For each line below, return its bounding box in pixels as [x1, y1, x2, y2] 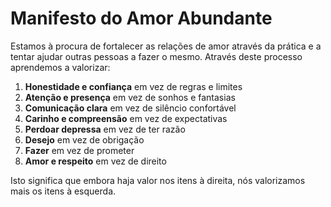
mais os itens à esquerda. [10, 185, 117, 197]
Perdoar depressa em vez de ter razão [24, 123, 186, 135]
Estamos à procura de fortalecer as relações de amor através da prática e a [10, 40, 322, 52]
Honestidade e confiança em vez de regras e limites [24, 80, 243, 92]
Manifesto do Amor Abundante [10, 7, 273, 30]
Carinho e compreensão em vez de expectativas [24, 112, 228, 124]
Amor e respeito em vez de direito [24, 155, 167, 167]
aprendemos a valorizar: [10, 61, 111, 73]
